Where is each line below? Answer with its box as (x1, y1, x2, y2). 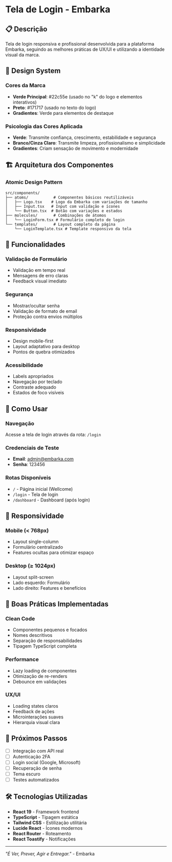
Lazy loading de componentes (12, 668, 77, 674)
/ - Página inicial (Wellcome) (12, 486, 73, 492)
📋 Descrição (5, 25, 48, 33)
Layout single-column (12, 538, 59, 545)
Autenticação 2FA (12, 753, 51, 759)
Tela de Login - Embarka (5, 4, 111, 15)
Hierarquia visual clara (12, 719, 60, 725)
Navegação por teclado (12, 378, 62, 385)
